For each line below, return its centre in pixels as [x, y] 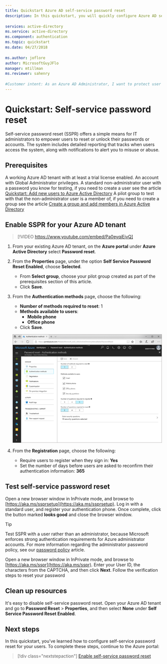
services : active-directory [34, 26]
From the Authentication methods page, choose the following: [77, 297]
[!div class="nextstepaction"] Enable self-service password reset [84, 656]
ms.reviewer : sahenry [28, 74]
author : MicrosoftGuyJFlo [32, 63]
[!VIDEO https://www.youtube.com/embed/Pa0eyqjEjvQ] [75, 237]
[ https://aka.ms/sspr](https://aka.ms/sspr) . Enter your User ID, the [73, 565]
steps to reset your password [35, 575]
